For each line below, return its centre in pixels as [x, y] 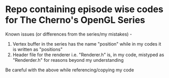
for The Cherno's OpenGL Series [75, 20]
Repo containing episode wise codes [84, 9]
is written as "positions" [38, 49]
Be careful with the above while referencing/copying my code [70, 70]
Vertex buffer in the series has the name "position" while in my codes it [87, 44]
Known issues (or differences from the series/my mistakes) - [69, 34]
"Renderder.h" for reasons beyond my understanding [68, 60]
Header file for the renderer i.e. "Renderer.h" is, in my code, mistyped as [88, 55]
